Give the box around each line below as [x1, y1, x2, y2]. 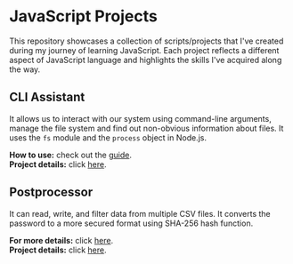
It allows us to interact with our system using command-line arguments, [9, 113, 272, 124]
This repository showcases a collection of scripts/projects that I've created [9, 36, 284, 46]
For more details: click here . [9, 235, 114, 245]
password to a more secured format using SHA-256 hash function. [9, 218, 254, 228]
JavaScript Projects [9, 6, 158, 27]
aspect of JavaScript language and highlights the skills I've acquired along [9, 54, 282, 65]
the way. [9, 64, 41, 75]
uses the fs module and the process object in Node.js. [9, 132, 208, 143]
